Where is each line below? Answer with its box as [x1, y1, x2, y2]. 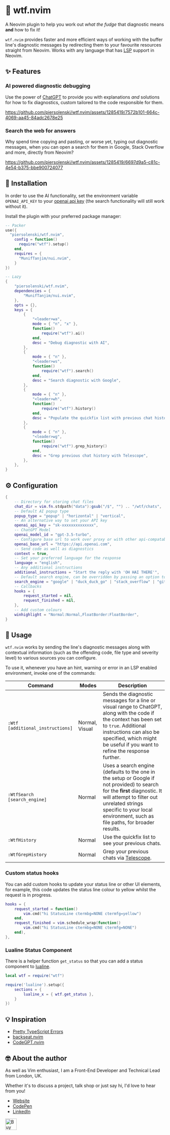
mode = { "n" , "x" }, [32, 321, 78, 327]
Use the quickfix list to [103, 834, 156, 841]
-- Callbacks [14, 584, 42, 589]
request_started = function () [14, 906, 78, 911]
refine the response [103, 748, 149, 755]
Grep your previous [103, 848, 149, 855]
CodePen [12, 1103, 32, 1109]
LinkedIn [12, 1108, 31, 1114]
